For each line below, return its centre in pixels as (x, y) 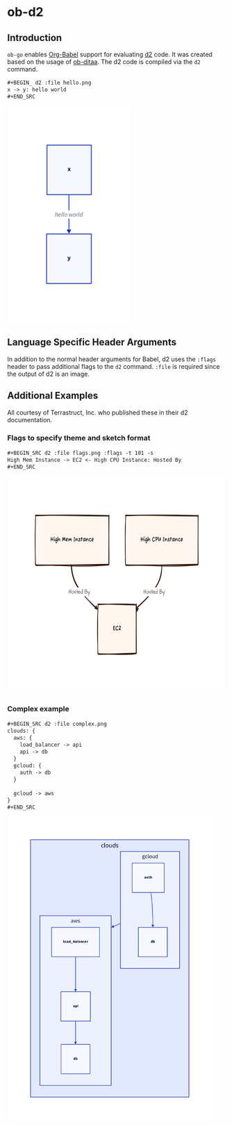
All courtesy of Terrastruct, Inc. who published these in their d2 (98, 412)
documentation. (30, 420)
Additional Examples (53, 396)
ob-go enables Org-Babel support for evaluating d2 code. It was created (110, 54)
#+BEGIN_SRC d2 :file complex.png (57, 724)
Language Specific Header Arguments (92, 342)
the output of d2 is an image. (49, 374)
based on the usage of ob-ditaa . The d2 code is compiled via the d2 (104, 62)
